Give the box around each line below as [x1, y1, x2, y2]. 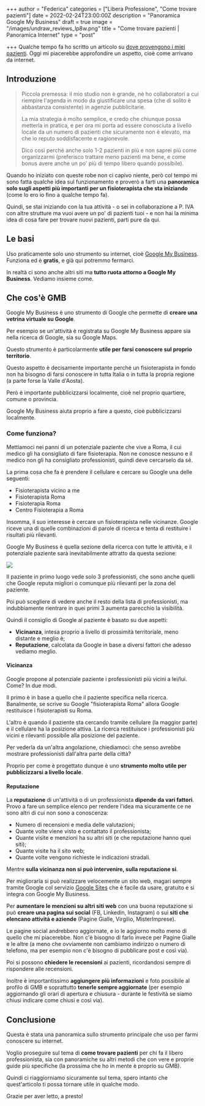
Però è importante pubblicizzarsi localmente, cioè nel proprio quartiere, [6, 389, 186, 396]
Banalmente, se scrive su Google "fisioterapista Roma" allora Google [6, 700, 179, 707]
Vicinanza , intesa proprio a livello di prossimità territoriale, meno [15, 628, 179, 636]
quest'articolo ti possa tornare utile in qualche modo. [6, 1080, 140, 1088]
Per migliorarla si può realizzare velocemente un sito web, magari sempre [6, 877, 192, 885]
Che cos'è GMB [6, 293, 67, 303]
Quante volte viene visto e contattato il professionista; [15, 828, 151, 835]
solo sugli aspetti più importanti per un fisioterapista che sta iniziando [6, 184, 188, 192]
